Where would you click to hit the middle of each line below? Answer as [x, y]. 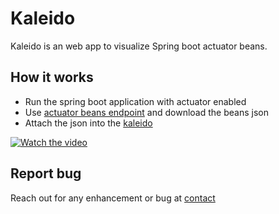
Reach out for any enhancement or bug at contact [113, 198]
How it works [52, 77]
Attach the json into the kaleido [88, 123]
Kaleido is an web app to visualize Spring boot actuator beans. [139, 46]
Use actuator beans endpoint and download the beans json [146, 112]
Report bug [46, 173]
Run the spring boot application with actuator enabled [135, 101]
